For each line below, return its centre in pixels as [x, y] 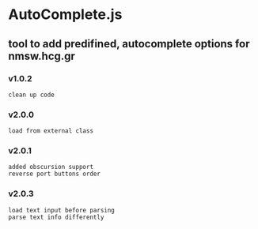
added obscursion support [51, 167]
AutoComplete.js [65, 15]
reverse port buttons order [55, 174]
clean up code [32, 95]
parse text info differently [56, 217]
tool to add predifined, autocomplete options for [129, 44]
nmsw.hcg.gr [42, 56]
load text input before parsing [61, 210]
